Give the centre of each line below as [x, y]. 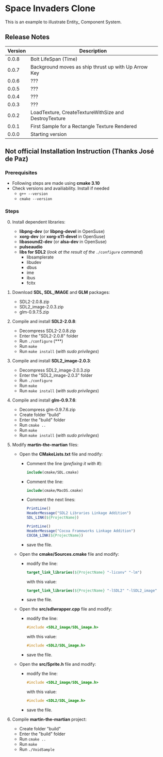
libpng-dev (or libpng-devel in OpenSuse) [62, 231]
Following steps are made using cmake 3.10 [56, 183]
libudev [34, 262]
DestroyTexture [48, 118]
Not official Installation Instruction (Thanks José [80, 152]
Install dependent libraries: [39, 222]
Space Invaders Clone [50, 8]
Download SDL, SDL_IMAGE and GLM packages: [61, 292]
